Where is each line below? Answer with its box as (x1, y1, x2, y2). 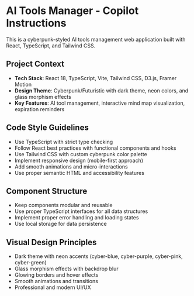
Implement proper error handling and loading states (14, 214, 139, 221)
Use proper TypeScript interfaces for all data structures (14, 208, 148, 215)
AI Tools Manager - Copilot (6, 4, 139, 18)
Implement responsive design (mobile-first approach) (14, 157, 144, 164)
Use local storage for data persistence (14, 221, 107, 228)
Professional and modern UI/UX (14, 284, 92, 291)
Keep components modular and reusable (14, 202, 113, 209)
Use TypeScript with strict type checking (14, 138, 113, 145)
